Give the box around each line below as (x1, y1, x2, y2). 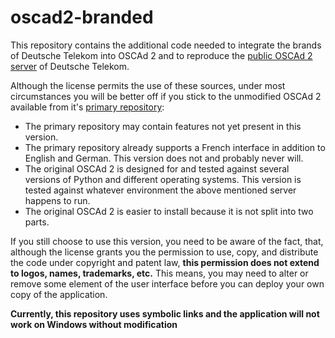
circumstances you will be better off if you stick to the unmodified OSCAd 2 (10, 90, 322, 102)
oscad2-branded (10, 6, 154, 29)
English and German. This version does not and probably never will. (24, 152, 304, 164)
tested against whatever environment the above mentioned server (24, 184, 297, 196)
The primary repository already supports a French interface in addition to (24, 141, 326, 153)
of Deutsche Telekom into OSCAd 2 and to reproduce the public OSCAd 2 (10, 49, 313, 61)
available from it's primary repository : (10, 101, 165, 113)
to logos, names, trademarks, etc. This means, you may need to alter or (10, 267, 309, 279)
